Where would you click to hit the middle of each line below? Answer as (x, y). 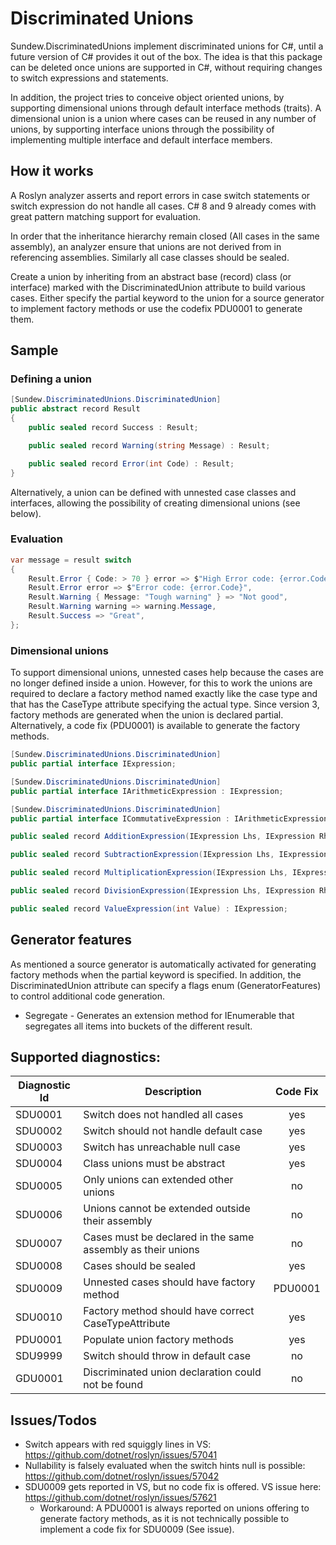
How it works (52, 171)
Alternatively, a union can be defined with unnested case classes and (153, 492)
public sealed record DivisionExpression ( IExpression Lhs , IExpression (162, 891)
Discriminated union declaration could (172, 1372)
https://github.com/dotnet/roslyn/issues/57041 (121, 1455)
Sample (34, 350)
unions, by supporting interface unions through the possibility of (142, 129)
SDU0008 (39, 1266)
